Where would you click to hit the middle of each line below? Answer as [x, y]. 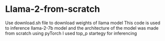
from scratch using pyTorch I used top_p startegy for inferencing [71, 33]
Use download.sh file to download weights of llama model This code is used [83, 23]
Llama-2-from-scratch [53, 9]
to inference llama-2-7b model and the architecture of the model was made [82, 28]
